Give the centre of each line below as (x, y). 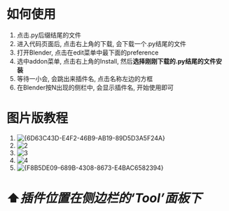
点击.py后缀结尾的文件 (49, 35)
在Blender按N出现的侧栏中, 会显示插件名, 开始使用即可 (95, 87)
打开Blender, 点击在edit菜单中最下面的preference (88, 52)
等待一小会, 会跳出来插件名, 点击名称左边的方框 (85, 78)
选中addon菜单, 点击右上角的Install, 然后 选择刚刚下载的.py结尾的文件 (116, 61)
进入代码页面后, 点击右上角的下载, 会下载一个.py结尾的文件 (101, 43)
